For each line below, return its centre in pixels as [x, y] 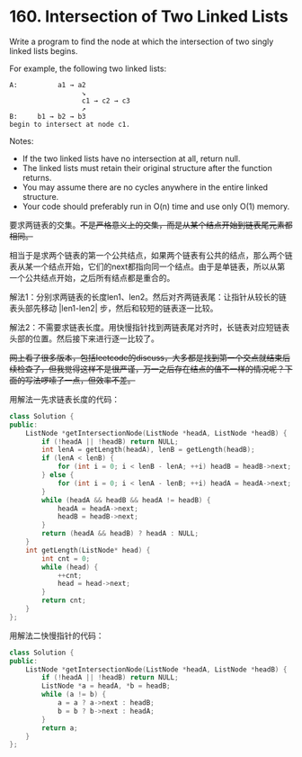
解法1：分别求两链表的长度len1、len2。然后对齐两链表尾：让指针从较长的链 [148, 297]
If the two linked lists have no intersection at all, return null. [131, 158]
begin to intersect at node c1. [70, 124]
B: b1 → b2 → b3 [48, 116]
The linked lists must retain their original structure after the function [147, 167]
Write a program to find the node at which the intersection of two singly [142, 41]
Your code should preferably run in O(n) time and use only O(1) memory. [156, 206]
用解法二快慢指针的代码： [57, 635]
